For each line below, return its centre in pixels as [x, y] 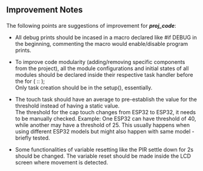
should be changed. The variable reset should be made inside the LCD [103, 156]
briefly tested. [32, 138]
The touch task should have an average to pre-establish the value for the [106, 100]
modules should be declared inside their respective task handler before [104, 75]
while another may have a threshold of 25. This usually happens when [102, 125]
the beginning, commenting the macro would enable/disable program [101, 44]
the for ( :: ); [30, 82]
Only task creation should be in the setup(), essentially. [84, 88]
